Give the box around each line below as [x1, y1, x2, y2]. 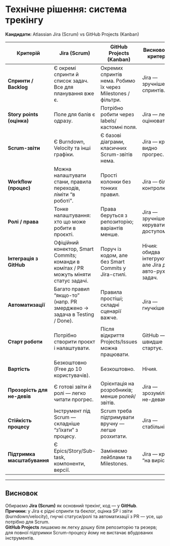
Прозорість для [8, 386, 48, 393]
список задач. [54, 77, 89, 84]
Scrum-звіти [8, 144, 40, 151]
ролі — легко [54, 390, 86, 397]
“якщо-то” [54, 292, 80, 299]
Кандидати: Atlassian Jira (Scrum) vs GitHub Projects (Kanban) [5, 31, 139, 37]
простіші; [100, 295, 123, 302]
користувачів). [54, 372, 90, 379]
